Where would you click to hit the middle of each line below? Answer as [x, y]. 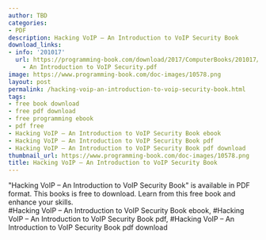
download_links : [35, 45]
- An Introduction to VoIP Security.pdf [90, 67]
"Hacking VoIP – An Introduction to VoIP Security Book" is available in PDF [129, 185]
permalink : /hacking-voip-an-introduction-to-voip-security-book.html [127, 89]
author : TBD [28, 15]
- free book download [44, 104]
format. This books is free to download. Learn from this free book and [122, 194]
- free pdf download [42, 112]
